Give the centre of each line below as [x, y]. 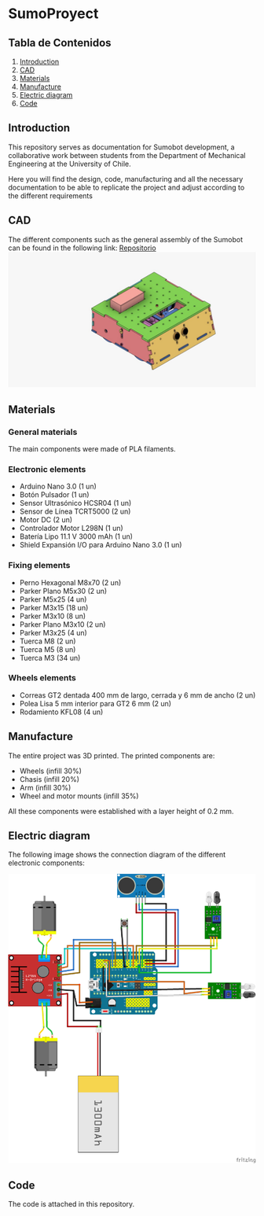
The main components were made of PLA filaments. [92, 448]
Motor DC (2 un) [46, 520]
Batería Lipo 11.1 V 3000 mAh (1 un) [76, 536]
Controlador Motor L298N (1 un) [71, 529]
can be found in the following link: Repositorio [82, 248]
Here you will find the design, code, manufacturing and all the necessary [126, 179]
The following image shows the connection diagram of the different [117, 855]
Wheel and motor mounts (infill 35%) [79, 796]
